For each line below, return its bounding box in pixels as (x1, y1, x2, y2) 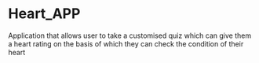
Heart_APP (8, 5, 81, 23)
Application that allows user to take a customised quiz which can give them (8, 31, 252, 40)
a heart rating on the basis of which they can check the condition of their (8, 39, 244, 48)
